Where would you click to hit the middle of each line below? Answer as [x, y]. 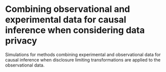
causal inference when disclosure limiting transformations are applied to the [83, 60]
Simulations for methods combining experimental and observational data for [83, 54]
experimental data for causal [66, 20]
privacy [21, 41]
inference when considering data [75, 30]
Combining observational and [68, 9]
